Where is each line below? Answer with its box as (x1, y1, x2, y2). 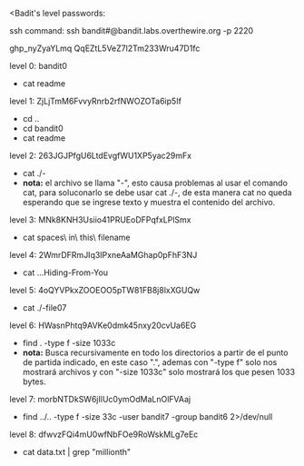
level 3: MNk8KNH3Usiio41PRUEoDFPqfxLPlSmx (9, 214, 191, 225)
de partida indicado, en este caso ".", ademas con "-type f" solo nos (22, 357, 278, 367)
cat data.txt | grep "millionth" (22, 447, 132, 457)
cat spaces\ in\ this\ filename (22, 232, 131, 243)
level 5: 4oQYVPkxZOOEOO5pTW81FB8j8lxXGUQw (9, 285, 201, 295)
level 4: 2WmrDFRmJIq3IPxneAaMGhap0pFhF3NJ (9, 250, 198, 260)
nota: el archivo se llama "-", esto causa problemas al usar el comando (22, 177, 289, 188)
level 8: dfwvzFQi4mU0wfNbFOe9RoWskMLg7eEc (9, 429, 199, 440)
